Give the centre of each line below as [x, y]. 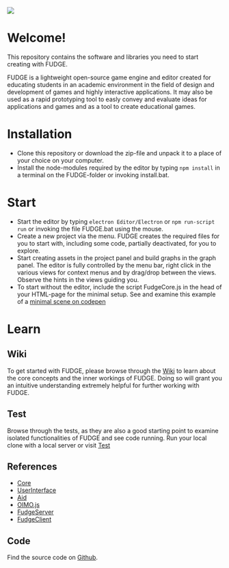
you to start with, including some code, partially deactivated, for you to [117, 243]
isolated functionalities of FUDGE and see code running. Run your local [107, 438]
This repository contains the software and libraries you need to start [103, 57]
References [32, 467]
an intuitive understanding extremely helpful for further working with [103, 385]
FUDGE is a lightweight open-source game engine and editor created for [109, 77]
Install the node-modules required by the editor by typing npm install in [118, 168]
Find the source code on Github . [52, 558]
